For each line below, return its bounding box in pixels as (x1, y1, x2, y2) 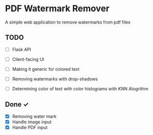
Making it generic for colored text (12, 66, 80, 72)
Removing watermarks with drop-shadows (12, 76, 98, 81)
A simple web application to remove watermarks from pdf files (5, 19, 131, 25)
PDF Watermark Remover (5, 3, 110, 14)
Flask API (12, 46, 31, 52)
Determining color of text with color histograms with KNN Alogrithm (12, 86, 149, 91)
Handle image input (12, 119, 52, 125)
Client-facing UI (12, 56, 44, 62)
